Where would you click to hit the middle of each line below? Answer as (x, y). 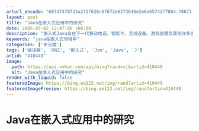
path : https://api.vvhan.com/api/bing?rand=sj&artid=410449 (87, 67)
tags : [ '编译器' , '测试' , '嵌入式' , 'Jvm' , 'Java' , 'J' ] (74, 50)
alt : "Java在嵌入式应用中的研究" (48, 72)
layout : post (22, 17)
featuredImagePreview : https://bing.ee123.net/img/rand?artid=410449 (94, 89)
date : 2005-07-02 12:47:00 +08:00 (49, 28)
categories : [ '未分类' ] (34, 45)
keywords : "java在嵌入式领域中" (43, 39)
